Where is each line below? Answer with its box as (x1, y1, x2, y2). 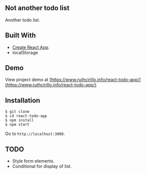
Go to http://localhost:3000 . (5, 131, 65, 137)
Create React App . (12, 44, 50, 50)
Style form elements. (12, 158, 55, 164)
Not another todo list (5, 4, 70, 12)
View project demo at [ (5, 77, 52, 83)
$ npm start (5, 122, 29, 127)
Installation (5, 96, 40, 105)
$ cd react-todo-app (5, 114, 48, 118)
